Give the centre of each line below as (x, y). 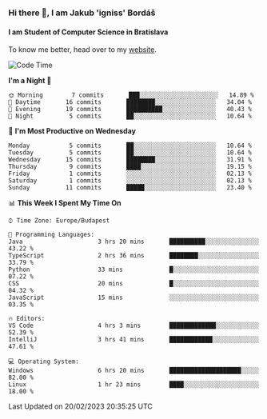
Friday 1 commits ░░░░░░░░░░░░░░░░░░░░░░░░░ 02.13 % (130, 174)
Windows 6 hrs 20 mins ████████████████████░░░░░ (134, 371)
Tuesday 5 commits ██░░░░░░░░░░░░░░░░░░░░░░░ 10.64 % (130, 153)
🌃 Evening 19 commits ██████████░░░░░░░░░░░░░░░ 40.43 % (130, 110)
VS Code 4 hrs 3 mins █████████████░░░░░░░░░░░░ (134, 326)
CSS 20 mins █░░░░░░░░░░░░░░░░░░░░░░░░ (134, 284)
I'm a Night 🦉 (30, 81)
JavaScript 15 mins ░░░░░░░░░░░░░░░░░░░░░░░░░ (134, 298)
